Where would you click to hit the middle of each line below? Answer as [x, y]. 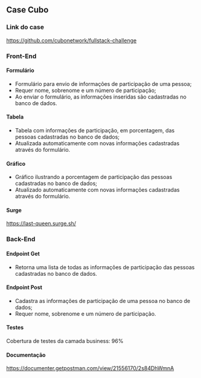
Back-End [21, 240]
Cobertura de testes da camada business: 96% [65, 341]
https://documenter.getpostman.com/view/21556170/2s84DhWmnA [90, 368]
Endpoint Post [24, 287]
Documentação [26, 355]
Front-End [21, 56]
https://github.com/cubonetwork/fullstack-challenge [72, 40]
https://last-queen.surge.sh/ [41, 224]
